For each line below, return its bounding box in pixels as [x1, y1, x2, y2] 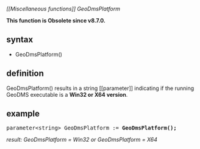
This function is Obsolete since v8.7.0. [6, 17, 105, 24]
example [6, 109, 40, 119]
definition [6, 68, 45, 78]
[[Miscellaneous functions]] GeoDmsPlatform [6, 5, 121, 12]
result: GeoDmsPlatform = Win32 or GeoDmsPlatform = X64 [6, 136, 157, 144]
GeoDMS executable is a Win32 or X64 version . [6, 91, 128, 98]
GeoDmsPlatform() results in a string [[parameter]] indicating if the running [6, 85, 195, 92]
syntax [6, 35, 34, 45]
